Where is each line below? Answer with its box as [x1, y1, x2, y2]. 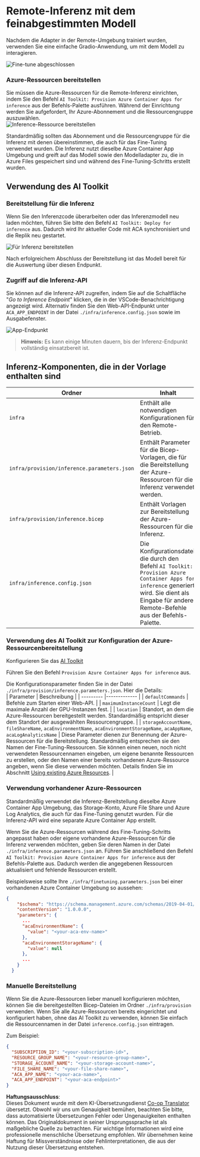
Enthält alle [139, 399, 171, 407]
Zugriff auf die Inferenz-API [6, 276, 87, 284]
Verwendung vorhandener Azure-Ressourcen [6, 784, 142, 792]
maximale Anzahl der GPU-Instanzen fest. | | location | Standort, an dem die [6, 706, 194, 713]
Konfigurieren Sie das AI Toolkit [6, 657, 83, 665]
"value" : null [27, 945, 62, 951]
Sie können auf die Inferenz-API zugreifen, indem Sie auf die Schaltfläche [6, 290, 186, 297]
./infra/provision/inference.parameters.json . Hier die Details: [6, 687, 163, 694]
